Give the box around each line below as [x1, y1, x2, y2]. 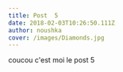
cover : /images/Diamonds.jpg [8, 33, 105, 42]
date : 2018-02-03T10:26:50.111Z [8, 19, 115, 27]
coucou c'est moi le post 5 [8, 55, 95, 65]
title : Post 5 [8, 11, 59, 20]
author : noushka [8, 26, 62, 34]
